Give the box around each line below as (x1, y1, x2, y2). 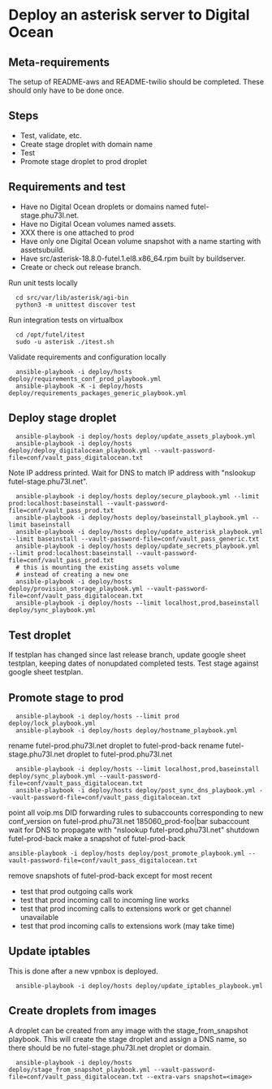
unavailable (19, 913, 59, 922)
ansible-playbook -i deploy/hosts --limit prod (15, 713, 180, 721)
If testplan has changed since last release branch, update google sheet (8, 650, 246, 660)
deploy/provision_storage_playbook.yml (8, 585, 144, 593)
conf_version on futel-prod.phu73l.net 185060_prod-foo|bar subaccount (8, 817, 250, 827)
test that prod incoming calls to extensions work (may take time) (19, 921, 235, 931)
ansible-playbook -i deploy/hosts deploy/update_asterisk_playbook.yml (15, 528, 264, 536)
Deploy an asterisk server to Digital (8, 6, 250, 24)
